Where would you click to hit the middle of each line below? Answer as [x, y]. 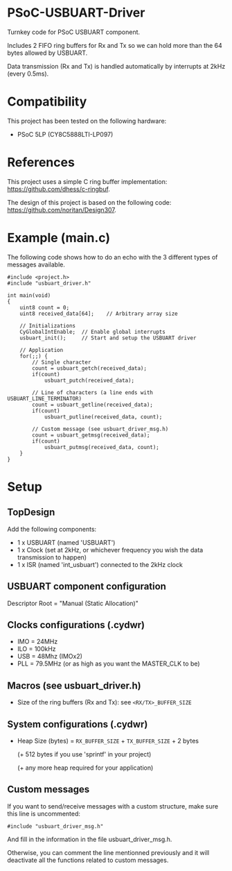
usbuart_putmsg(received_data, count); [101, 447]
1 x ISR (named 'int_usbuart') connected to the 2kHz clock [100, 564]
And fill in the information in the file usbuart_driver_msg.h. [90, 839]
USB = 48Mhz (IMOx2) [50, 657]
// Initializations [48, 325]
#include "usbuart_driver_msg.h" [55, 826]
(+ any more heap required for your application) [85, 768]
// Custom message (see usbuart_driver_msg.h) [100, 429]
